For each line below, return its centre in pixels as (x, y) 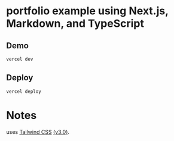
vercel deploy (24, 91)
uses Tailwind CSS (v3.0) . (38, 131)
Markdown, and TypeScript (75, 23)
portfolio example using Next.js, (87, 11)
